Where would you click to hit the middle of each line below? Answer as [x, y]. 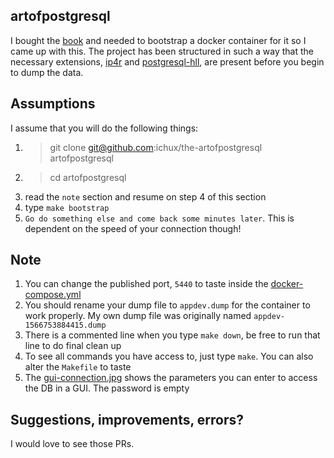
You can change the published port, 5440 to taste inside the [146, 284]
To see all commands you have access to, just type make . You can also [169, 356]
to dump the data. [47, 72]
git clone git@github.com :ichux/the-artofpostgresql [156, 147]
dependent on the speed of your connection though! [133, 228]
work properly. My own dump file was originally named [138, 316]
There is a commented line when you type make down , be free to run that [172, 335]
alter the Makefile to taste [78, 367]
